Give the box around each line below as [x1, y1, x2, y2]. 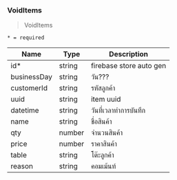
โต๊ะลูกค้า [90, 150, 115, 160]
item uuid [90, 95, 121, 104]
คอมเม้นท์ [90, 161, 116, 171]
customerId [10, 83, 48, 93]
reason [10, 161, 33, 171]
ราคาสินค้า [90, 139, 117, 149]
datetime [10, 106, 39, 115]
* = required [7, 34, 45, 41]
